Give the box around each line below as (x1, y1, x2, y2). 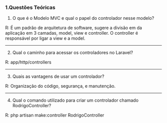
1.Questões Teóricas (5, 4, 56, 11)
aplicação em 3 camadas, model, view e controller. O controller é (5, 30, 138, 36)
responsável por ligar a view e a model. (5, 35, 85, 41)
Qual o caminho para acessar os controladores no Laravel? (12, 50, 133, 56)
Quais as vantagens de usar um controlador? (12, 73, 104, 79)
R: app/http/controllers (5, 59, 52, 65)
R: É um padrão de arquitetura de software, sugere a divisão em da (5, 25, 143, 31)
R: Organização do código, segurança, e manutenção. (5, 83, 116, 89)
